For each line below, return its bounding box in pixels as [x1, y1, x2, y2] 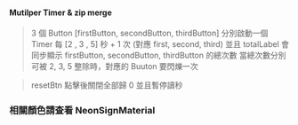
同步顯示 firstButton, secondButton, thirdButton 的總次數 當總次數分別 [30, 50, 286, 61]
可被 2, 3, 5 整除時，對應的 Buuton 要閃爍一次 [30, 61, 198, 72]
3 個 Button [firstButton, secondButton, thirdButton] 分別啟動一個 [30, 27, 269, 39]
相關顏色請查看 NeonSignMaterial [9, 105, 156, 117]
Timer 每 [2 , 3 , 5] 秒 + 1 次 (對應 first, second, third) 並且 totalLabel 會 [30, 39, 289, 50]
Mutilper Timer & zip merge [9, 7, 113, 18]
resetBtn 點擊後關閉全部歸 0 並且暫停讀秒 [30, 80, 183, 90]
